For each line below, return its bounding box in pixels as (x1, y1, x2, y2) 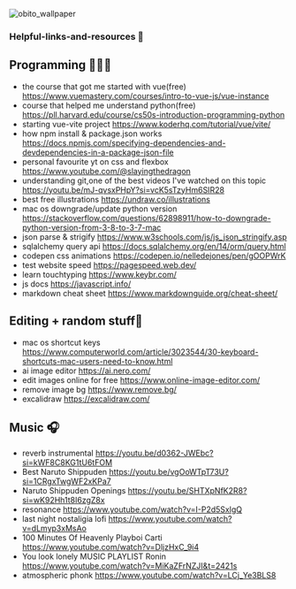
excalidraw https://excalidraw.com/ (21, 394, 150, 404)
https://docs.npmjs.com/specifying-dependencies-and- (21, 137, 226, 148)
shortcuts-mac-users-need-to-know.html (21, 356, 173, 366)
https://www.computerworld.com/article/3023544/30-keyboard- (21, 346, 259, 357)
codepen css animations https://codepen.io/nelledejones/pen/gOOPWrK (21, 250, 286, 261)
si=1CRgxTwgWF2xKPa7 (21, 476, 112, 486)
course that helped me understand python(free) (21, 100, 196, 111)
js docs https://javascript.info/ (21, 279, 132, 289)
